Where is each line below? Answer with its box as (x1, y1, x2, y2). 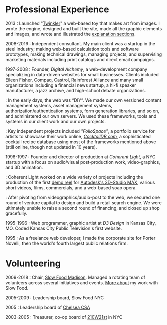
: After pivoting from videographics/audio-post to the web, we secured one (5, 194, 160, 200)
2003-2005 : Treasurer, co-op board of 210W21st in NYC (5, 314, 123, 320)
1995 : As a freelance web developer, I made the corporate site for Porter (5, 235, 156, 241)
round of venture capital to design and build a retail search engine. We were (5, 199, 162, 206)
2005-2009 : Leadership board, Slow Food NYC (5, 294, 104, 301)
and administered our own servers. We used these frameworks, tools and (5, 113, 157, 119)
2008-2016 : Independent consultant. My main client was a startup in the (5, 40, 155, 46)
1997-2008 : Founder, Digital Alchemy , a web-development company (5, 66, 148, 72)
